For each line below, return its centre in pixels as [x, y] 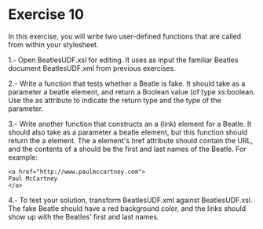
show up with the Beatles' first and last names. [84, 216]
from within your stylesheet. [53, 44]
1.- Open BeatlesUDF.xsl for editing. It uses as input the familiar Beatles [123, 60]
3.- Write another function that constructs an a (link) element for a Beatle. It [130, 124]
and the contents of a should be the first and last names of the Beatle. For [127, 149]
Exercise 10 [46, 15]
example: [23, 157]
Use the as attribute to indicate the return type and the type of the [115, 100]
